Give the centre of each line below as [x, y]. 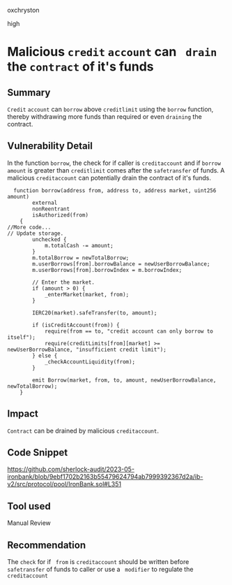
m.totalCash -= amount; [79, 245]
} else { [45, 356]
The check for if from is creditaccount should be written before [98, 562]
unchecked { [50, 239]
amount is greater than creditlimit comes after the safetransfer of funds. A [116, 170]
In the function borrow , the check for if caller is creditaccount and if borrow [114, 163]
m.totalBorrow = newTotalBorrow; [81, 258]
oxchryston [23, 10]
